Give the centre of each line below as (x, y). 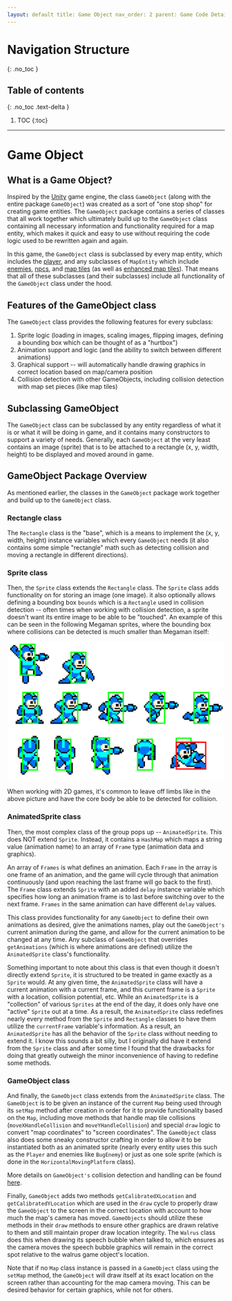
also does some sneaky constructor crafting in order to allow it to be (104, 1139)
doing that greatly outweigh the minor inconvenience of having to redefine (113, 1055)
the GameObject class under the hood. (60, 284)
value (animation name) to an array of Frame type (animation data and (105, 847)
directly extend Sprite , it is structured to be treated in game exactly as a (110, 974)
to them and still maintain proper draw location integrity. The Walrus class (112, 1232)
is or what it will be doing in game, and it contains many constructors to (109, 432)
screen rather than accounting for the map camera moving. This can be (109, 1282)
